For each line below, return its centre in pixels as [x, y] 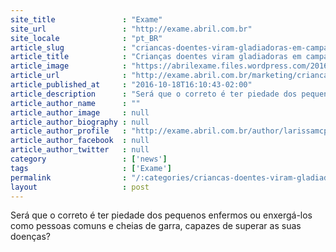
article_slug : [69, 47]
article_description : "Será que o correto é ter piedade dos [154, 94]
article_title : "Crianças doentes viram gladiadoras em [156, 57]
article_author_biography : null [80, 122]
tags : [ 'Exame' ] [91, 168]
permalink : [69, 177]
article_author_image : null [80, 112]
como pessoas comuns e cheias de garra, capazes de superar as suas [156, 226]
